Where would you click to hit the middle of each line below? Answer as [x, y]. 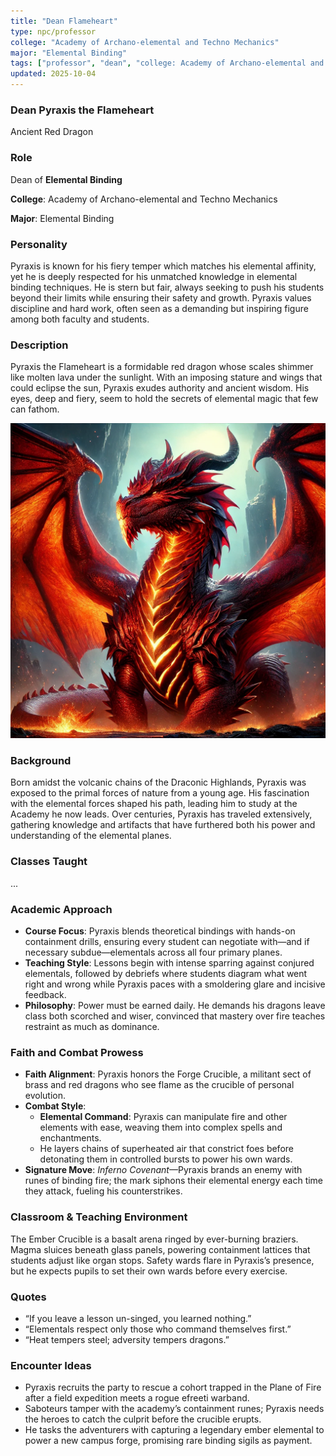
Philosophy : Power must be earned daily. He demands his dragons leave [175, 1006]
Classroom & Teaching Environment [99, 1217]
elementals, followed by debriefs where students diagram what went [166, 974]
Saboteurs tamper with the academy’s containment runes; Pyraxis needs [174, 1409]
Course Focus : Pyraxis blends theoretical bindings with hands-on [160, 931]
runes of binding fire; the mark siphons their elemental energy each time [174, 1181]
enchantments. [70, 1138]
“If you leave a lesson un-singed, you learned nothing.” [138, 1318]
